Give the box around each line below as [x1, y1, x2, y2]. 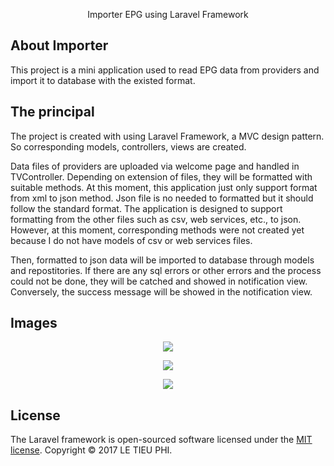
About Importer [10, 37, 109, 54]
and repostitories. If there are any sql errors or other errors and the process [10, 264, 322, 276]
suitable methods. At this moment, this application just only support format [10, 181, 318, 193]
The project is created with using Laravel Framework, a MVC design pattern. [10, 130, 325, 142]
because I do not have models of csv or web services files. [10, 234, 253, 246]
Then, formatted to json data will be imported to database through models [10, 254, 315, 266]
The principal [10, 104, 95, 121]
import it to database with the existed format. [10, 74, 196, 86]
